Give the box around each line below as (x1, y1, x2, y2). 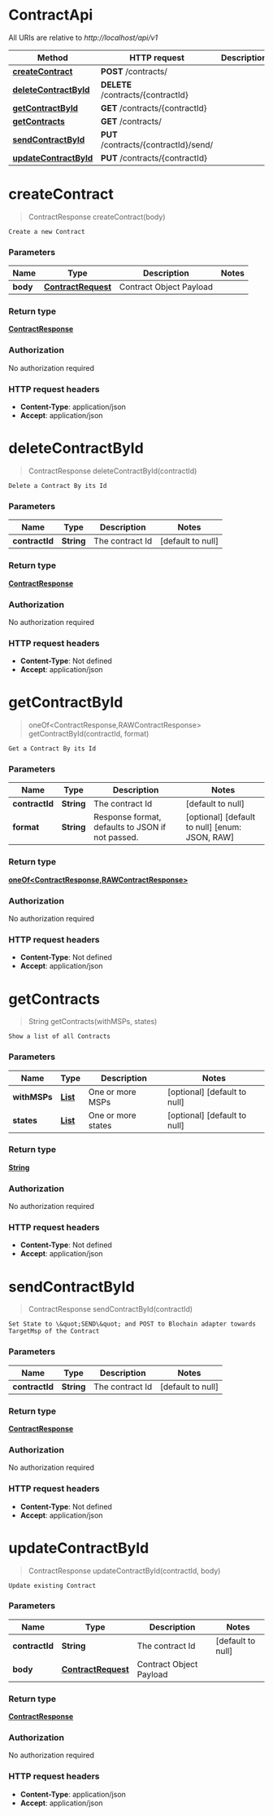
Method (37, 51, 69, 63)
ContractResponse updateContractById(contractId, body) (28, 1566, 221, 1576)
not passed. (93, 832, 139, 843)
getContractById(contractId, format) (28, 729, 149, 739)
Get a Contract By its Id (8, 745, 96, 753)
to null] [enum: (185, 821, 242, 833)
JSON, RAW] (185, 832, 235, 843)
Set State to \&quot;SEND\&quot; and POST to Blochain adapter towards (8, 1320, 256, 1329)
